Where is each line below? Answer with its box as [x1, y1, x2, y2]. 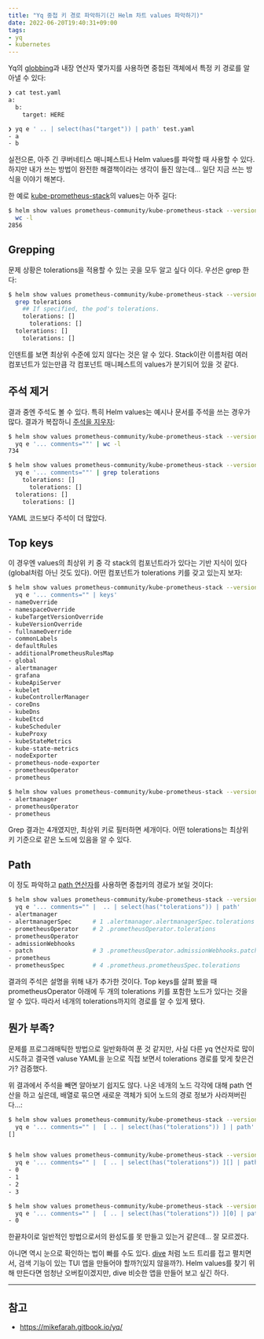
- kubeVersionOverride [8, 620, 82, 628]
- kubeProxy [8, 730, 47, 738]
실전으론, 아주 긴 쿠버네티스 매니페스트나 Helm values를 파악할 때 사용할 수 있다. [8, 155, 255, 164]
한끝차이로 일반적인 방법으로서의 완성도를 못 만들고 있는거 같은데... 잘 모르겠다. [8, 1232, 249, 1242]
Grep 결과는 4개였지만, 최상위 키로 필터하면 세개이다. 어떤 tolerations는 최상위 [8, 825, 249, 834]
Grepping [8, 243, 55, 256]
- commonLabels [8, 635, 58, 643]
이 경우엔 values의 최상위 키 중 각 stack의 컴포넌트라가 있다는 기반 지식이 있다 [8, 558, 247, 568]
